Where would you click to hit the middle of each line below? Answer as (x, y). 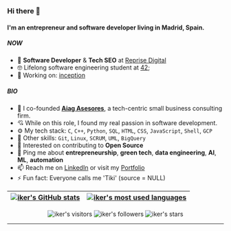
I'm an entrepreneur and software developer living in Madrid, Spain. (106, 27)
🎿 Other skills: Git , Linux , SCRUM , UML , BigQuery (81, 138)
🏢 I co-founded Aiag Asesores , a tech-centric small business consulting (120, 109)
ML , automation (40, 160)
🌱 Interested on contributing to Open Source (80, 145)
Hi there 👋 (24, 11)
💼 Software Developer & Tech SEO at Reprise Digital (91, 60)
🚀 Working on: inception (51, 76)
